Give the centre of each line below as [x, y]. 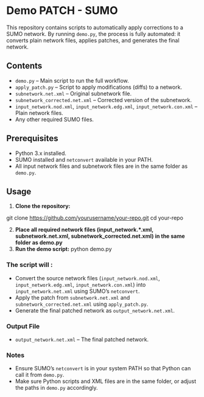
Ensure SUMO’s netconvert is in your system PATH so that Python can [103, 368]
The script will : [30, 265]
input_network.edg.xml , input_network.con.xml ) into [80, 285]
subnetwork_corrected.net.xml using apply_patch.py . [82, 304]
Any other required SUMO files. [55, 119]
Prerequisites [32, 138]
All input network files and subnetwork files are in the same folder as [101, 166]
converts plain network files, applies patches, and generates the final [93, 40]
